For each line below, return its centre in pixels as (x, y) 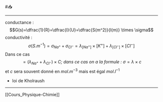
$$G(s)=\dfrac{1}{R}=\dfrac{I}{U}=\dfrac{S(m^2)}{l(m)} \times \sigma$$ (81, 30)
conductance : (19, 22)
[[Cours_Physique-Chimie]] (32, 94)
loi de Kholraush (28, 80)
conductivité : (19, 37)
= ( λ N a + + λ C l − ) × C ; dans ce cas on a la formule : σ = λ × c (82, 63)
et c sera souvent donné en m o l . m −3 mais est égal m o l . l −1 (62, 71)
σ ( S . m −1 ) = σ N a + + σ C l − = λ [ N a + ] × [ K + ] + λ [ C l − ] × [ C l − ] (81, 46)
